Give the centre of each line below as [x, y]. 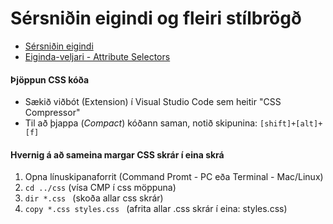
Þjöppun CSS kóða [50, 79]
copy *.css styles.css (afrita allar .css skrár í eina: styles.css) [156, 209]
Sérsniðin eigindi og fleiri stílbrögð [156, 18]
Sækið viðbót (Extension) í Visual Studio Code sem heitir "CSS [153, 102]
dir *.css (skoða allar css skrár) [94, 198]
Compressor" [52, 113]
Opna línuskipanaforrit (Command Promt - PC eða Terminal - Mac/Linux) [174, 177]
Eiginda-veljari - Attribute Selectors [97, 56]
